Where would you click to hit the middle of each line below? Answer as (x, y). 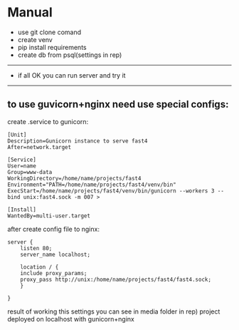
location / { (39, 267)
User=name (22, 166)
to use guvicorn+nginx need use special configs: (118, 104)
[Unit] (17, 135)
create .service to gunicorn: (48, 121)
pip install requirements (52, 47)
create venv (35, 39)
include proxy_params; (54, 273)
